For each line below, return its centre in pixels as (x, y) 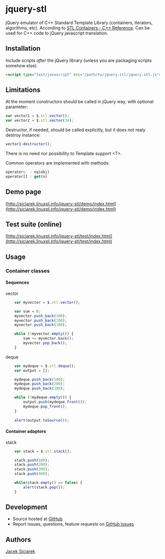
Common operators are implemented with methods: (58, 163)
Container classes (28, 271)
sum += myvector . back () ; (48, 338)
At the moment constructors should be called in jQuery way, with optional (80, 102)
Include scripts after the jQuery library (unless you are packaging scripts (79, 60)
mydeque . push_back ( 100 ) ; (40, 379)
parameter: (17, 107)
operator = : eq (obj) (28, 172)
